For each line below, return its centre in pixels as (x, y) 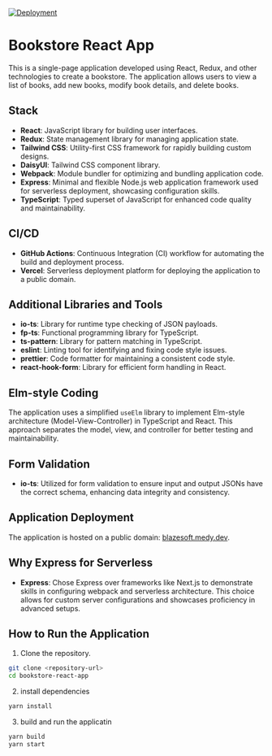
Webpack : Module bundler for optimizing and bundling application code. (142, 173)
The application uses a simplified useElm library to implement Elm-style (127, 413)
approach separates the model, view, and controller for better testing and (131, 430)
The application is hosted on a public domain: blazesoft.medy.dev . (119, 537)
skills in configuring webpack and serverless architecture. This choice (137, 591)
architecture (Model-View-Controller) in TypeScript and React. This (121, 421)
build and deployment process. (72, 262)
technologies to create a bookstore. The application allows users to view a (133, 76)
